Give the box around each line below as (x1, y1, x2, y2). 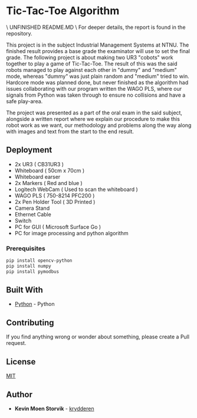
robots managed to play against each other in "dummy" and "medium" (6, 66, 177, 73)
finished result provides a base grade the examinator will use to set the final (6, 47, 191, 54)
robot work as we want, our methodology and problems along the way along (6, 121, 192, 129)
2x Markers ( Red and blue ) (14, 179, 83, 186)
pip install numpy (6, 263, 51, 269)
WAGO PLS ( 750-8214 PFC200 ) (14, 192, 95, 199)
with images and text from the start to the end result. (6, 128, 134, 135)
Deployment (6, 145, 52, 155)
